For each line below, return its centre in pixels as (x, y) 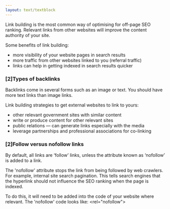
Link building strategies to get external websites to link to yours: (72, 105)
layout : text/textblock (30, 10)
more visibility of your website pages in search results (69, 55)
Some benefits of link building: (37, 45)
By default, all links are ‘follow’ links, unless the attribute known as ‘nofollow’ (85, 155)
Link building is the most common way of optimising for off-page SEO (78, 24)
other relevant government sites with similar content (67, 115)
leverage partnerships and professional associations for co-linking (82, 131)
